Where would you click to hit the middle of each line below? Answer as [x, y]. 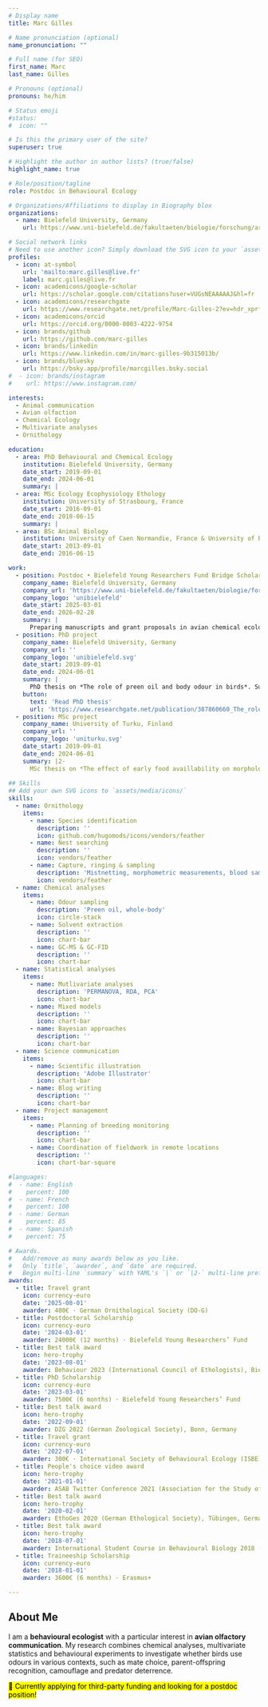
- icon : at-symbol [46, 265]
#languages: [28, 1177]
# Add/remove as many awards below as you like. [94, 1258]
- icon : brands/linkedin [57, 346]
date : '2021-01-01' [55, 1481]
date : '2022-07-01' [55, 1452]
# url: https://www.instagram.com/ [73, 383]
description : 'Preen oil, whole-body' [101, 910]
